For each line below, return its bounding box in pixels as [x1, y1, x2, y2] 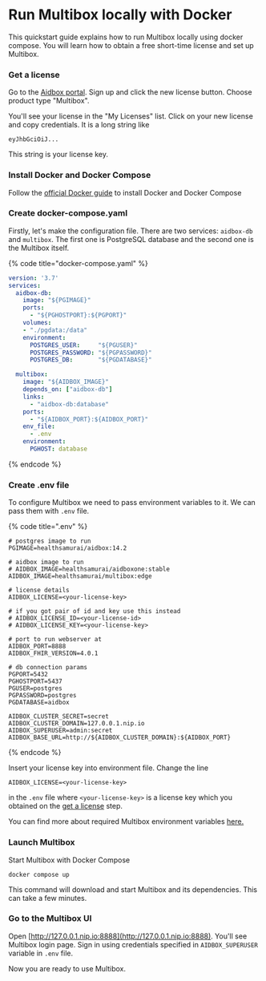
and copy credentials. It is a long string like [8, 120, 150, 130]
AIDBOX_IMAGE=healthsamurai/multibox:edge [8, 572, 152, 580]
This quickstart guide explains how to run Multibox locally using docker [8, 32, 244, 42]
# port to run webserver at [8, 636, 103, 644]
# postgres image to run [8, 537, 91, 546]
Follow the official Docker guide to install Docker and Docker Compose [8, 188, 242, 197]
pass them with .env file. [8, 507, 90, 516]
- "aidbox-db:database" [29, 400, 110, 408]
